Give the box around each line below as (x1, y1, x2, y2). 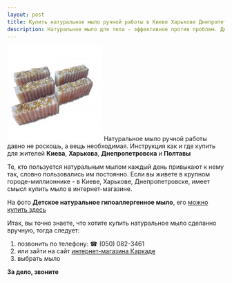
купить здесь (7, 206, 46, 214)
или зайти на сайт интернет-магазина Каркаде (17, 247, 156, 255)
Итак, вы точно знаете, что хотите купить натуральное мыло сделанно (7, 219, 217, 228)
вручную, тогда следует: (7, 226, 80, 235)
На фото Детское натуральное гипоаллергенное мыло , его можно (7, 198, 209, 207)
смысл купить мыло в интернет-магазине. (7, 185, 133, 193)
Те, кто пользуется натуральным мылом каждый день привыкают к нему (7, 163, 224, 171)
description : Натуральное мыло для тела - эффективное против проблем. (7, 26, 217, 33)
